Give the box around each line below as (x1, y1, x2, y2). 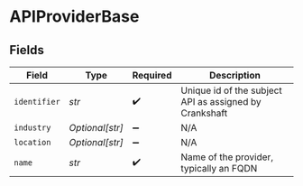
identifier (14, 97, 60, 107)
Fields (9, 42, 45, 58)
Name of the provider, (179, 151, 273, 163)
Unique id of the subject (179, 84, 282, 97)
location (14, 137, 51, 147)
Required (132, 70, 172, 81)
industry (14, 123, 51, 133)
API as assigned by (179, 96, 262, 107)
